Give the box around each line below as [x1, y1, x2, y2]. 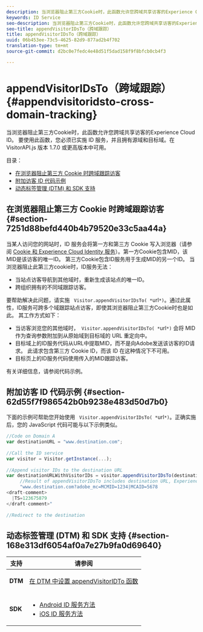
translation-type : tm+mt [6, 43, 69, 49]
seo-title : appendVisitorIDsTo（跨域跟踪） [6, 25, 112, 32]
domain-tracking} [6, 107, 98, 121]
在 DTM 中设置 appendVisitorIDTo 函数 [29, 577, 139, 585]
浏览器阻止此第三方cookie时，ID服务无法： [6, 263, 113, 270]
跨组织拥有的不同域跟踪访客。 [14, 283, 89, 291]
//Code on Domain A [6, 433, 56, 439]
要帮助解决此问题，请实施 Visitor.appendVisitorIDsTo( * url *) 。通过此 [6, 296, 186, 304]
